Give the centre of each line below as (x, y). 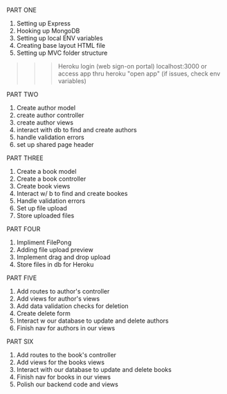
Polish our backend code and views (67, 384)
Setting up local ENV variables (60, 38)
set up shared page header (55, 144)
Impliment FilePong (44, 242)
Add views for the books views (61, 362)
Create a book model (46, 171)
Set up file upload (42, 208)
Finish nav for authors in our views (66, 328)
